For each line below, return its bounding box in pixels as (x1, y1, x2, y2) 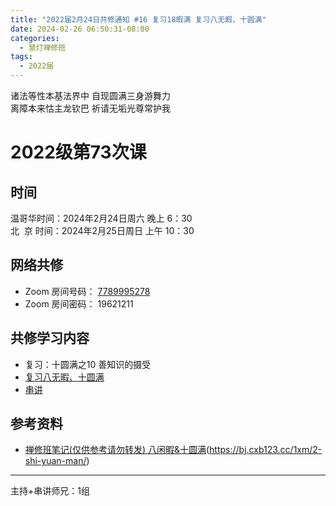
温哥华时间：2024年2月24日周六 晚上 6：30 (10, 212, 193, 224)
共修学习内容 (10, 330, 90, 347)
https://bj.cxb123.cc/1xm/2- (209, 444, 323, 456)
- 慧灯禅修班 (19, 42, 67, 53)
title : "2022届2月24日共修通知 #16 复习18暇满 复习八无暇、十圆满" (10, 14, 267, 25)
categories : (10, 33, 60, 43)
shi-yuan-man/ (24, 455, 87, 467)
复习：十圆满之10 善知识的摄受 (24, 358, 152, 370)
